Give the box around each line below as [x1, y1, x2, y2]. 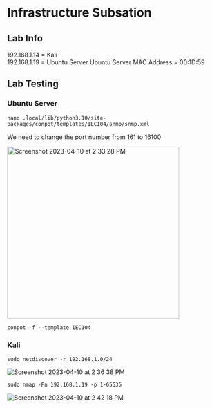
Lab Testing [7, 78, 59, 90]
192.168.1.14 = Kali [7, 50, 57, 59]
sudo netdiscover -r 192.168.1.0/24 [7, 355, 113, 362]
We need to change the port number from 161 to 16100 [7, 133, 162, 141]
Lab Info [7, 33, 44, 44]
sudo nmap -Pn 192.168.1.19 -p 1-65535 [7, 381, 122, 388]
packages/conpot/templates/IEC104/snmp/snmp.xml [7, 120, 150, 127]
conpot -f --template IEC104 [7, 324, 91, 331]
